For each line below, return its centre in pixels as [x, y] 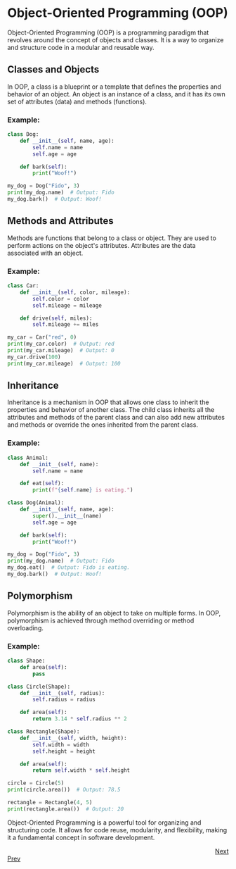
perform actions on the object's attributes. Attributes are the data [101, 245]
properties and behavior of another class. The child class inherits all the [111, 410]
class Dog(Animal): [36, 503]
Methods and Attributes [60, 221]
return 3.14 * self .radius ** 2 [80, 719]
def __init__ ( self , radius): [63, 693]
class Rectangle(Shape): [44, 732]
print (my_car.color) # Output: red [61, 344]
